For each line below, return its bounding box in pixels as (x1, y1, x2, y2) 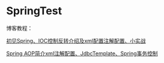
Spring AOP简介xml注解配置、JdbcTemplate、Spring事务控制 (6, 49, 158, 57)
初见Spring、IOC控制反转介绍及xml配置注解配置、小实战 (6, 37, 146, 44)
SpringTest (6, 4, 62, 18)
